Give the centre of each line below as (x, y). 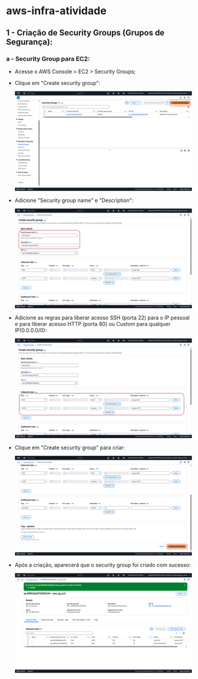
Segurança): (29, 42)
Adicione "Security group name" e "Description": (74, 200)
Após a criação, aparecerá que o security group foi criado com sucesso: (103, 565)
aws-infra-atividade (57, 11)
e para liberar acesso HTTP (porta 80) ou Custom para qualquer (93, 324)
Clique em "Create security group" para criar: (70, 448)
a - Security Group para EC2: (48, 58)
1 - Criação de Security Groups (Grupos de (85, 33)
